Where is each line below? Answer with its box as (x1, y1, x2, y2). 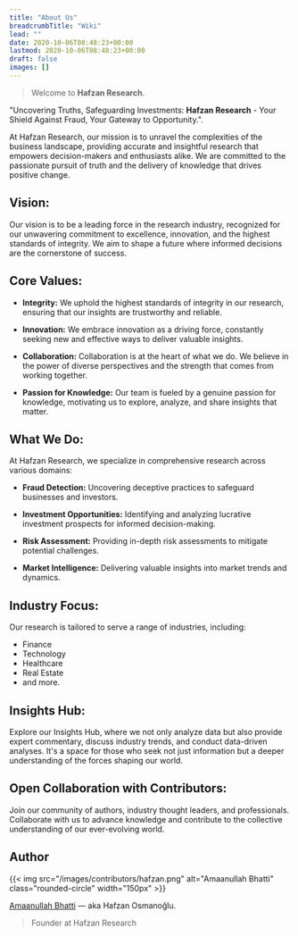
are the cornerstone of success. (9, 247, 128, 258)
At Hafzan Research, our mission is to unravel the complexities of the (9, 131, 263, 142)
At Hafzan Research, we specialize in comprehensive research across (9, 455, 266, 466)
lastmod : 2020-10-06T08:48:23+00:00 (9, 46, 145, 55)
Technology (21, 648, 67, 659)
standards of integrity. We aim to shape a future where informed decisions (9, 238, 283, 248)
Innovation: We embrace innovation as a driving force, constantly (21, 323, 264, 335)
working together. (21, 370, 87, 380)
